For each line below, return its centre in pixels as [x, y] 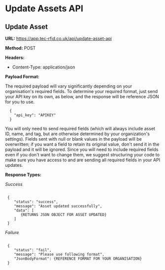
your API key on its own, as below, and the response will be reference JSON [82, 97]
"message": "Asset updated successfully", [58, 206]
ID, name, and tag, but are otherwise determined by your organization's [78, 134]
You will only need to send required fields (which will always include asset [80, 129]
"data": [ [24, 210]
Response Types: [23, 175]
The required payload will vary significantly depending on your [69, 86]
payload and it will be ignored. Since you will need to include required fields [82, 150]
